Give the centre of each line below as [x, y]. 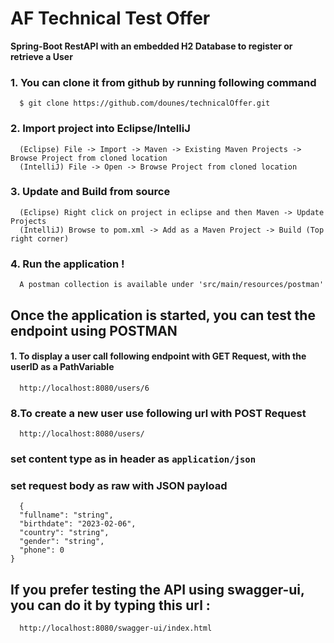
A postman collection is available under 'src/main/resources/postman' [172, 285]
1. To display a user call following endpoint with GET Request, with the [158, 356]
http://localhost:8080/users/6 [84, 388]
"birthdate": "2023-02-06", [78, 524]
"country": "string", [64, 533]
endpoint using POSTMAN [94, 330]
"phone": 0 [42, 550]
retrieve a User [41, 56]
